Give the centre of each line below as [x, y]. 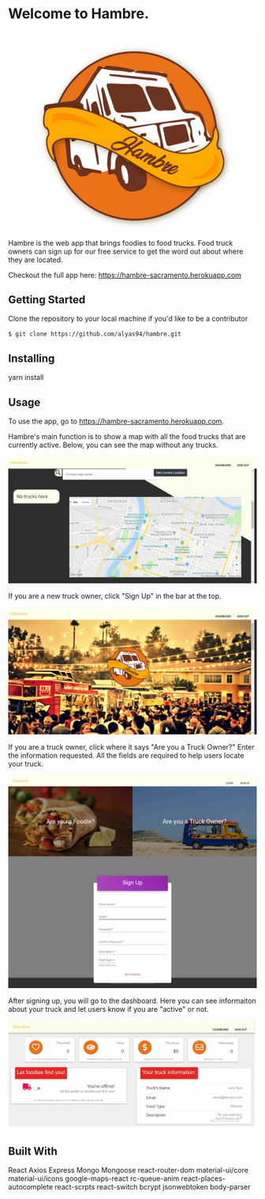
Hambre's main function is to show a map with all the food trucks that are [127, 436]
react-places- [203, 1178]
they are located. [35, 259]
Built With [33, 1151]
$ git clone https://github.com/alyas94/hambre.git [95, 334]
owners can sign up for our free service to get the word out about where [126, 251]
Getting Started [47, 300]
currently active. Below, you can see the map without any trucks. [113, 445]
